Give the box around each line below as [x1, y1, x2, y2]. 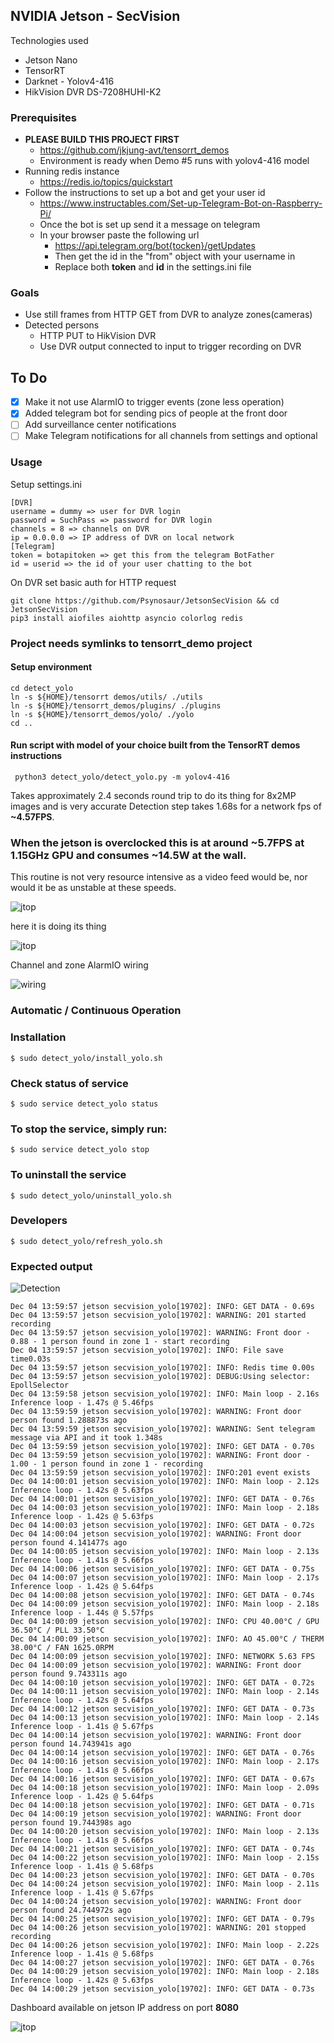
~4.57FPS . [10, 811, 55, 823]
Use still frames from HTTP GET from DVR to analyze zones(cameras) [24, 309, 313, 321]
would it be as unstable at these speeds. [10, 882, 177, 894]
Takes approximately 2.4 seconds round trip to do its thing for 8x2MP [10, 790, 297, 802]
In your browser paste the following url [39, 229, 200, 241]
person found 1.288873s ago [10, 1415, 128, 1426]
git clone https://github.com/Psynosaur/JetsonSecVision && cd [10, 595, 280, 606]
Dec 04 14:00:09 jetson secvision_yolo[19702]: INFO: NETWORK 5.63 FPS [10, 1652, 315, 1662]
